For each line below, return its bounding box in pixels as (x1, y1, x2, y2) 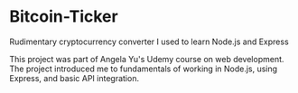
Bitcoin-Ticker (9, 6, 119, 27)
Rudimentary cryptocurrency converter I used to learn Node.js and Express (9, 36, 289, 47)
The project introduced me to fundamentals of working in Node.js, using (9, 63, 278, 74)
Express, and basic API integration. (9, 72, 140, 83)
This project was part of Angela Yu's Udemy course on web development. (9, 53, 284, 64)
